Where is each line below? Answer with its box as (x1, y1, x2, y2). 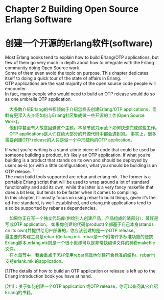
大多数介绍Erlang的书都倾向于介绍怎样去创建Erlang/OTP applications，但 (9, 107, 157, 112)
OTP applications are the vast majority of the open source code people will (5, 81, 156, 86)
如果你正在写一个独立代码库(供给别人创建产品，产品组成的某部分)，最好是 (9, 215, 159, 221)
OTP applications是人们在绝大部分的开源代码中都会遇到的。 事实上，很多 (9, 131, 157, 137)
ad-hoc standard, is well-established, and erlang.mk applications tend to (5, 200, 152, 206)
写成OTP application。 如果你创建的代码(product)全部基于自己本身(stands (5, 221, 154, 227)
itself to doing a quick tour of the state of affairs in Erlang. (5, 75, 121, 82)
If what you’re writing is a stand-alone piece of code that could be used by (5, 147, 156, 153)
